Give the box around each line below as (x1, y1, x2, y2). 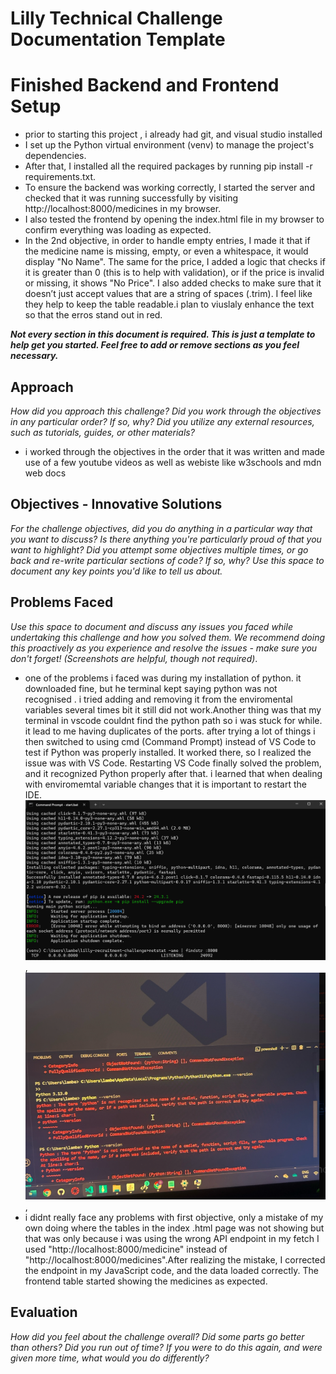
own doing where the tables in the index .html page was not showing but (24, 1222, 325, 1234)
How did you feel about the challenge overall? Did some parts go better (10, 1330, 305, 1342)
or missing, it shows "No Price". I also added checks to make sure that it (24, 277, 322, 289)
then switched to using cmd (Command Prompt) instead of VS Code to (24, 735, 317, 747)
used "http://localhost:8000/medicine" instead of (24, 1243, 228, 1255)
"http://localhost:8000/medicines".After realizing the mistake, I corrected (24, 1253, 326, 1266)
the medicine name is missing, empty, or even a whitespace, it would (24, 245, 309, 257)
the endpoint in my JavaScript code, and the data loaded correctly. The (24, 1264, 319, 1276)
